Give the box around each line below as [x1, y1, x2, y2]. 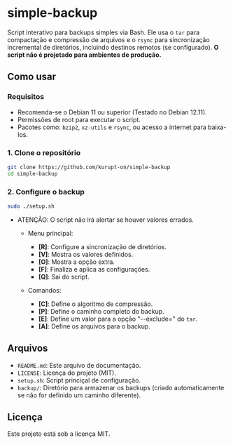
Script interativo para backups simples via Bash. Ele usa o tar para [7, 28, 200, 36]
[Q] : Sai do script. [38, 272, 90, 281]
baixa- [207, 123, 227, 131]
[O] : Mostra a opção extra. [38, 258, 115, 266]
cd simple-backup [7, 170, 58, 177]
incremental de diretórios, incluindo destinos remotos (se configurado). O [7, 43, 219, 51]
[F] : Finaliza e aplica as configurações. [38, 265, 150, 273]
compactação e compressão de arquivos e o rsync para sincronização [7, 35, 210, 44]
